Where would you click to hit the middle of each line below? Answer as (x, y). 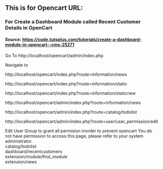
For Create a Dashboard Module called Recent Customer (73, 22)
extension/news (21, 162)
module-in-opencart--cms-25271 (40, 44)
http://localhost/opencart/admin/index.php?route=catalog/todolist (71, 112)
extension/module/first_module (36, 156)
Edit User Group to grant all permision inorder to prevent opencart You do (79, 131)
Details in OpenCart (29, 28)
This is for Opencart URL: (44, 8)
